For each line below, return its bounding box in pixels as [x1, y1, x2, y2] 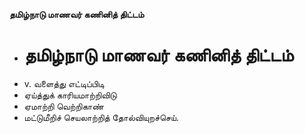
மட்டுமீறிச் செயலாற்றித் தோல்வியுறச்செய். [23, 111, 179, 123]
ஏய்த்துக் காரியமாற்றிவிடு [23, 89, 117, 101]
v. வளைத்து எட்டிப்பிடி [23, 77, 105, 89]
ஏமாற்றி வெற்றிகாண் [23, 100, 104, 112]
